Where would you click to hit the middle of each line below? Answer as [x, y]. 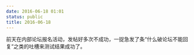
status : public [25, 17]
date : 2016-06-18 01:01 [35, 11]
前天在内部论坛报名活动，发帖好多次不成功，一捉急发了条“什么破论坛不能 [95, 39]
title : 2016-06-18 [28, 22]
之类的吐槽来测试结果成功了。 [50, 46]
